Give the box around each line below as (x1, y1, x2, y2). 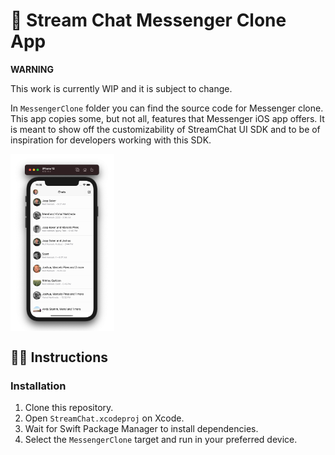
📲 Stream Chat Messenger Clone (10, 9, 287, 32)
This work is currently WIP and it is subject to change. (10, 82, 233, 94)
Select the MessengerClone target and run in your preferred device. (24, 434, 298, 446)
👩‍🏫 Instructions (10, 349, 109, 366)
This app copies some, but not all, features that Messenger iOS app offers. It (10, 112, 325, 124)
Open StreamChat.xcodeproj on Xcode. (24, 412, 185, 424)
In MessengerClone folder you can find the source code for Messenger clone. (10, 102, 324, 114)
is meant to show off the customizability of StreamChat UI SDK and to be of (10, 123, 321, 135)
